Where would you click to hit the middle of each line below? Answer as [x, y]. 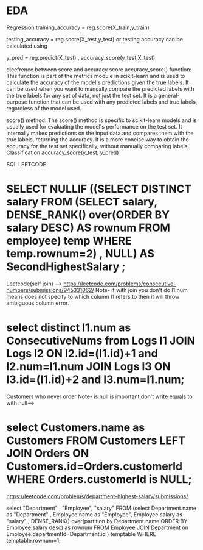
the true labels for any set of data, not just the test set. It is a [81, 95]
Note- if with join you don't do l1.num [141, 290]
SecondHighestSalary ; [66, 267]
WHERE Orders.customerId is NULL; [99, 479]
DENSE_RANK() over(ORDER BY [88, 215]
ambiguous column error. [38, 303]
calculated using [27, 46]
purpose [17, 102]
